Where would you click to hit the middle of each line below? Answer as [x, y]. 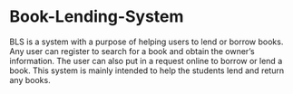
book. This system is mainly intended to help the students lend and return [146, 70]
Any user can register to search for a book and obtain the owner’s [132, 51]
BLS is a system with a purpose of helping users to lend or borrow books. [146, 42]
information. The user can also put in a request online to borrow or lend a [146, 61]
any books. [30, 80]
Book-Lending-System [97, 17]
